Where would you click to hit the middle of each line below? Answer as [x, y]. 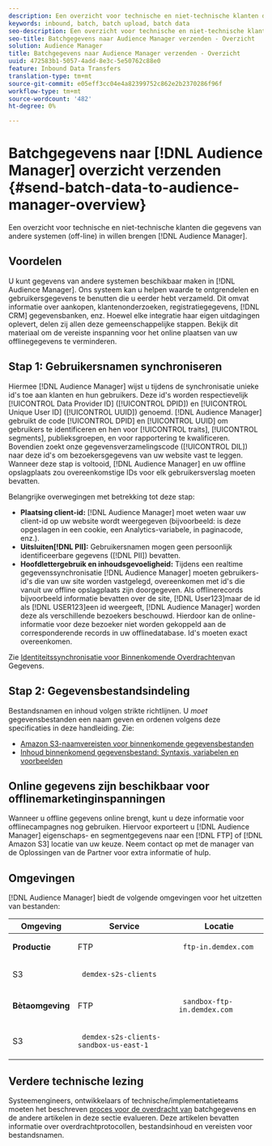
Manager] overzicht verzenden [115, 170]
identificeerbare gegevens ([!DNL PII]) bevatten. [100, 555]
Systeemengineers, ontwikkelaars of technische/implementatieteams [123, 1100]
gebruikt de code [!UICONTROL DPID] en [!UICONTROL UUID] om [118, 420]
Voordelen [35, 261]
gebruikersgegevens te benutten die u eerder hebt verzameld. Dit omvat [129, 298]
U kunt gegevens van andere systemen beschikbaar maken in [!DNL [122, 281]
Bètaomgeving [41, 1006]
